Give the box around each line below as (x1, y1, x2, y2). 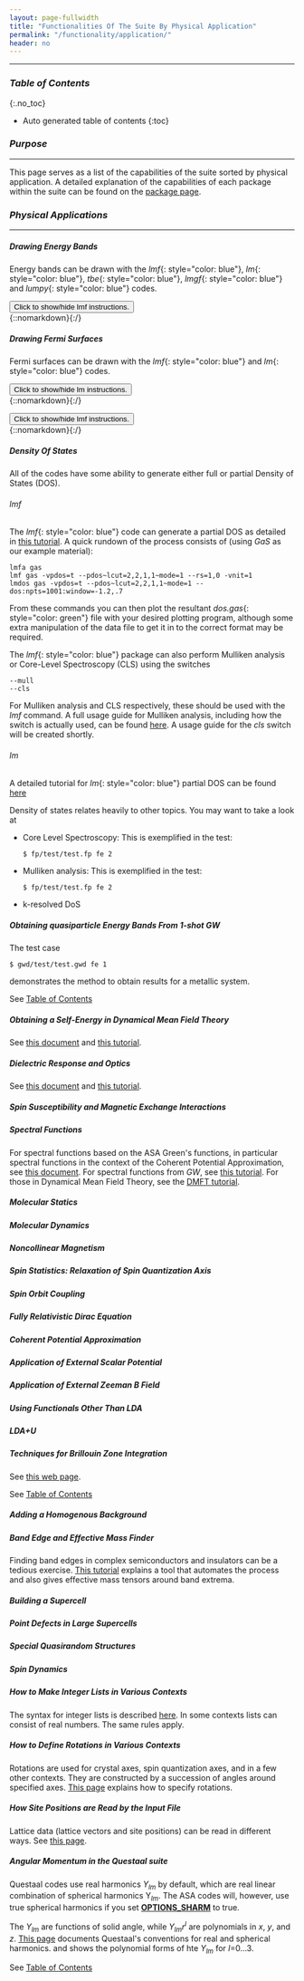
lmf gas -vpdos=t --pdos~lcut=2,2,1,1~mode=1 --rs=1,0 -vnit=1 (9, 572, 253, 581)
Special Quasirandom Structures (9, 1640, 136, 1651)
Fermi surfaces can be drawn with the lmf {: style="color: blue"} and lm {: (9, 356, 279, 367)
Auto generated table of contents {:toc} (22, 115, 169, 126)
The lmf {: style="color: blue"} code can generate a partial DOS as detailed (9, 526, 287, 537)
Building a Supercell (9, 1595, 87, 1606)
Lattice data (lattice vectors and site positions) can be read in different (9, 1825, 271, 1836)
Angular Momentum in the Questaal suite (9, 1856, 169, 1867)
